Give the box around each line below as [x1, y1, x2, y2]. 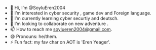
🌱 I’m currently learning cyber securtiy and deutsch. [10, 15, 119, 21]
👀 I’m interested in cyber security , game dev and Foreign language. [10, 10, 151, 16]
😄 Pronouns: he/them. [10, 33, 58, 39]
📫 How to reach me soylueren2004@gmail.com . [10, 26, 112, 32]
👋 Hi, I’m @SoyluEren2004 [10, 5, 66, 10]
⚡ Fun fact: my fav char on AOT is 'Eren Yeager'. [10, 39, 110, 45]
